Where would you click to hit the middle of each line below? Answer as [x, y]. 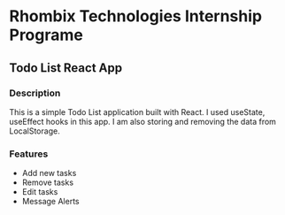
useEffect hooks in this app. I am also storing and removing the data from [143, 121]
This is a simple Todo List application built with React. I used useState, [137, 111]
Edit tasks [40, 192]
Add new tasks [49, 173]
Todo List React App [65, 68]
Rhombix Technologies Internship [136, 16]
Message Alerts [50, 202]
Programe [46, 35]
